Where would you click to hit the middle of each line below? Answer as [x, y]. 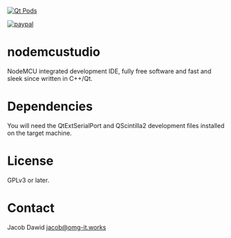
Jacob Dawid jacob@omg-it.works [57, 227]
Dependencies [50, 107]
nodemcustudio [54, 52]
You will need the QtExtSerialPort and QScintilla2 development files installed [116, 125]
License [31, 161]
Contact [31, 208]
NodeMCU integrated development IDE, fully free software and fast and [109, 71]
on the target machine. [40, 133]
